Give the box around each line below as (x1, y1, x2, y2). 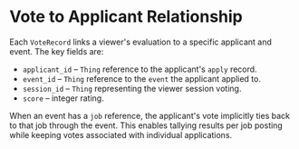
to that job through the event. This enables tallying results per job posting (9, 120, 283, 131)
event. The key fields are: (9, 45, 104, 56)
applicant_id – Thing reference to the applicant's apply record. (22, 64, 257, 74)
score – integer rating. (22, 93, 104, 104)
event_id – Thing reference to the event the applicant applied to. (22, 73, 261, 84)
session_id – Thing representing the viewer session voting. (22, 83, 242, 94)
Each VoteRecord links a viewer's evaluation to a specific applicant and (9, 36, 272, 47)
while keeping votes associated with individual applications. (9, 129, 233, 140)
